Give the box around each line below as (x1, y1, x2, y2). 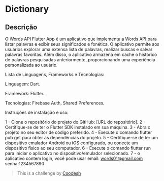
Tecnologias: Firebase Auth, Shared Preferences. (5, 100, 105, 106)
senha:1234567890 (5, 161, 44, 166)
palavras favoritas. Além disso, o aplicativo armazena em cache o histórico (5, 52, 157, 57)
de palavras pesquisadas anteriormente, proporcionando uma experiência (5, 57, 155, 62)
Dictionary (5, 3, 49, 15)
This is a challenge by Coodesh (17, 170, 81, 176)
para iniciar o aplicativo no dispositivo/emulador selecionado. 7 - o (5, 151, 140, 156)
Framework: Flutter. (5, 91, 45, 96)
